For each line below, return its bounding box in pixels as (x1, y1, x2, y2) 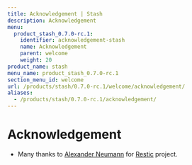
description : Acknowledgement (7, 17, 97, 24)
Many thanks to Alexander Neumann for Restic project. (17, 149, 178, 158)
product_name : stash (7, 63, 69, 70)
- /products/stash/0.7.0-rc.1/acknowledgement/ (13, 96, 157, 103)
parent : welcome (20, 50, 69, 57)
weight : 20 (20, 57, 52, 64)
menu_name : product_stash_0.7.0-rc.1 (7, 69, 119, 76)
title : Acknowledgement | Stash (7, 10, 103, 18)
